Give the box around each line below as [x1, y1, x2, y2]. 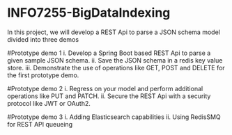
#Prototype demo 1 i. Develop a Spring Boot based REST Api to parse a [7, 49, 211, 57]
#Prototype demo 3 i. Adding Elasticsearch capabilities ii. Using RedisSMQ [7, 113, 221, 121]
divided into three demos [7, 35, 79, 43]
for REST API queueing [7, 120, 73, 128]
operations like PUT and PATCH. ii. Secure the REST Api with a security [7, 92, 211, 100]
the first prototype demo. [7, 71, 79, 79]
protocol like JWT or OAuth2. [7, 99, 91, 107]
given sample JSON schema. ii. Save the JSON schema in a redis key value [7, 56, 223, 64]
